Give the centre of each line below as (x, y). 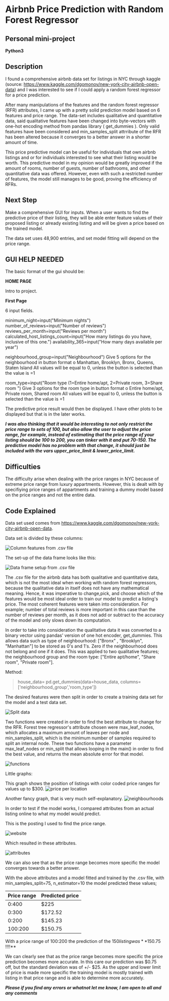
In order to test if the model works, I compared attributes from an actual (80, 809)
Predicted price (60, 896)
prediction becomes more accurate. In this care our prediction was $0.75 (81, 962)
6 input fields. (19, 311)
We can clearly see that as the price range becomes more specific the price (84, 957)
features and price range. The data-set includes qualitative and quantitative (84, 115)
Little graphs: (19, 774)
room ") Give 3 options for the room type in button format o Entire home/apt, (84, 388)
